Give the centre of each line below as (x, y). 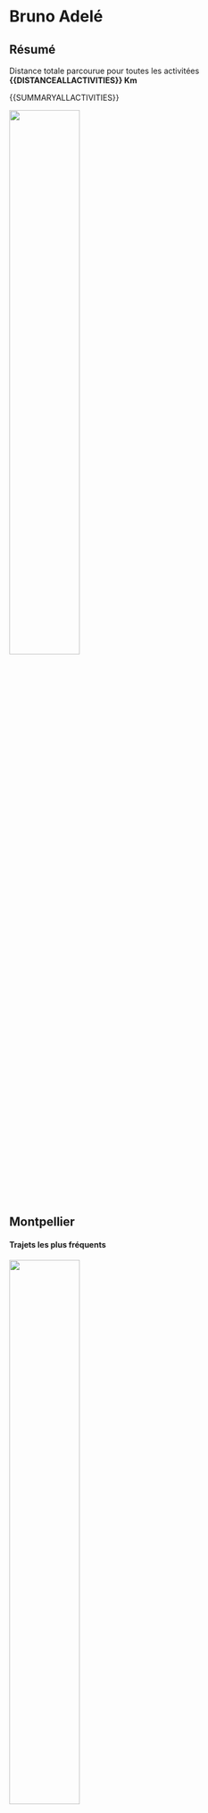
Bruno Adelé (56, 17)
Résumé (33, 50)
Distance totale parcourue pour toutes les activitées (104, 71)
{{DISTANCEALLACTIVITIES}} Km (73, 80)
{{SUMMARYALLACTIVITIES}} (64, 97)
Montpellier (42, 1222)
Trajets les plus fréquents (58, 1244)
